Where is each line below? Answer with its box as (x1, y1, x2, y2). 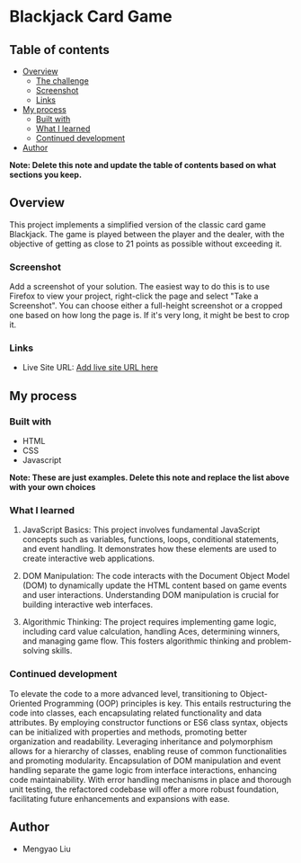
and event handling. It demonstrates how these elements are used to (22, 544, 277, 555)
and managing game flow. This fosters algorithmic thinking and (22, 636, 256, 646)
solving (22, 645, 50, 656)
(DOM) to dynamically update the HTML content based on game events (22, 580, 288, 591)
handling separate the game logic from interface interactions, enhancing (9, 764, 277, 775)
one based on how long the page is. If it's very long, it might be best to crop (9, 310, 290, 321)
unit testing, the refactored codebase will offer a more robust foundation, (9, 784, 279, 795)
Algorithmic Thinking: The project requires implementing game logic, (22, 617, 277, 627)
